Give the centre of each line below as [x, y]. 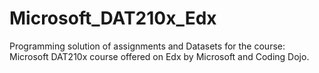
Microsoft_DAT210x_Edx [113, 18]
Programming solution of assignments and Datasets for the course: [147, 46]
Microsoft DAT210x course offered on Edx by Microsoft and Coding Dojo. [159, 56]
